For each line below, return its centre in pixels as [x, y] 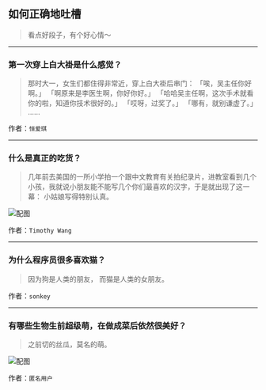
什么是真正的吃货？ [45, 158]
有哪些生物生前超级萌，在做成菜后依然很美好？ [97, 325]
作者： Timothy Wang [40, 230]
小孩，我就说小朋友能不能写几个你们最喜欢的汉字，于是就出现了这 [135, 187]
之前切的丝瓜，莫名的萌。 [69, 344]
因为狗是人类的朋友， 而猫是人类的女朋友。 [98, 278]
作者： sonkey [29, 296]
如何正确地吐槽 [45, 14]
